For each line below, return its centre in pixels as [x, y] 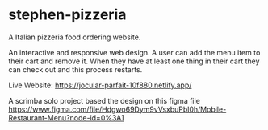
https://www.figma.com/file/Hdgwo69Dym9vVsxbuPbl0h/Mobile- [117, 109]
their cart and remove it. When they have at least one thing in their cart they [134, 61]
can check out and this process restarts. [75, 69]
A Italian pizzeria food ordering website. [75, 37]
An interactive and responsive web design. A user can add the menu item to [134, 52]
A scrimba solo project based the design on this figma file [104, 100]
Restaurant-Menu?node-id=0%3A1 [66, 117]
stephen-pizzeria [67, 15]
